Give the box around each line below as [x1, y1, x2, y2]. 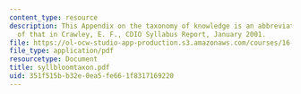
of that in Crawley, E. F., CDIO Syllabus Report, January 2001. [17, 30, 267, 38]
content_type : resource [9, 13, 99, 22]
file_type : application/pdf [9, 47, 115, 56]
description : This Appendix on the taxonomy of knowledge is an [9, 21, 254, 30]
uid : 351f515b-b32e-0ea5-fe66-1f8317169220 [9, 72, 175, 81]
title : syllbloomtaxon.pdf [9, 64, 110, 73]
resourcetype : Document [9, 55, 99, 64]
